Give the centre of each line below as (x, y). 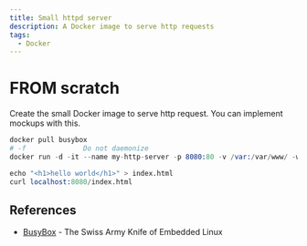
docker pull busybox (49, 140)
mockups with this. (45, 123)
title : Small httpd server (61, 18)
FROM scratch (65, 88)
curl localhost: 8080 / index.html (71, 182)
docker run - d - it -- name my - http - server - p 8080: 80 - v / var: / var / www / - (153, 157)
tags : (20, 35)
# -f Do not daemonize (79, 149)
